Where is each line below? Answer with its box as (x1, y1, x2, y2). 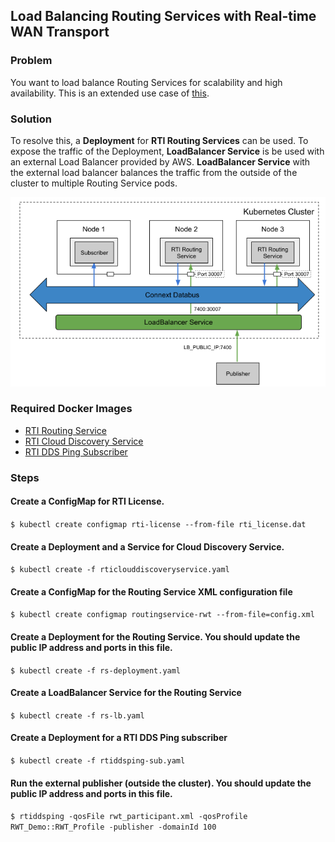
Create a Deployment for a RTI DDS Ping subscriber (10, 732, 228, 744)
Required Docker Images (10, 402, 133, 416)
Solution (10, 112, 53, 126)
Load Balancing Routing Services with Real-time (10, 8, 317, 25)
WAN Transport (10, 24, 110, 41)
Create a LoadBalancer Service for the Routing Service (10, 687, 242, 699)
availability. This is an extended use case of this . (10, 87, 210, 99)
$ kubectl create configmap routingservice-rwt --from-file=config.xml (10, 610, 315, 620)
